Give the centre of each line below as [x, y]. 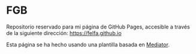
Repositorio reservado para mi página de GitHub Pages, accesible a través [98, 27]
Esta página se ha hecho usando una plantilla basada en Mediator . [88, 45]
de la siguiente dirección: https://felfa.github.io [64, 33]
